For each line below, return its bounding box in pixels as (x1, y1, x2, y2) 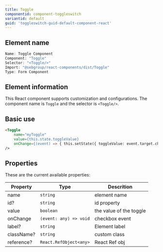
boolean (40, 208, 58, 214)
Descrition (108, 184, 132, 190)
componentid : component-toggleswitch (5, 12, 81, 16)
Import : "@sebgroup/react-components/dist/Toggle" (5, 65, 110, 70)
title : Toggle (5, 7, 34, 12)
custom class (94, 231, 125, 238)
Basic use (5, 115, 35, 123)
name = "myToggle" (14, 132, 47, 137)
